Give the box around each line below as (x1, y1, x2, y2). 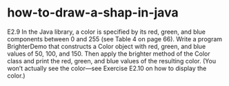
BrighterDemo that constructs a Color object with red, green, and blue (7, 42, 206, 50)
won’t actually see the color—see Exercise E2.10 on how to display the (7, 64, 207, 72)
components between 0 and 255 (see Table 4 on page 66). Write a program (7, 34, 223, 43)
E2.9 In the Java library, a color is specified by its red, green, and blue (7, 28, 206, 36)
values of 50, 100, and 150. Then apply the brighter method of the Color (7, 50, 210, 58)
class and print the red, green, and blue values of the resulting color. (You (7, 56, 216, 65)
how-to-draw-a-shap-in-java (7, 5, 179, 21)
